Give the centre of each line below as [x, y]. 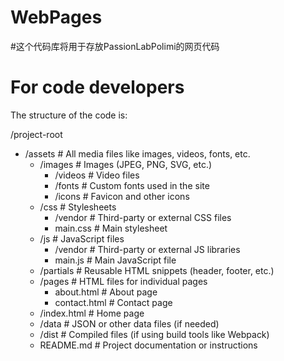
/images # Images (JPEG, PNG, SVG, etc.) [126, 164]
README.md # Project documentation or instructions [148, 345]
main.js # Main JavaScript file [115, 260]
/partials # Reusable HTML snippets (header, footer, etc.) [157, 270]
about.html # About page [106, 292]
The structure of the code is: [69, 115]
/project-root [36, 134]
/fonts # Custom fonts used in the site [132, 185]
